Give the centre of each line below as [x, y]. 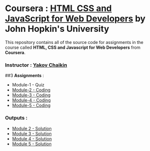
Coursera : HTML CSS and [59, 8]
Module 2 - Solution [32, 128]
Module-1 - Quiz [28, 85]
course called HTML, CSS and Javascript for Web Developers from [73, 47]
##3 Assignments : [25, 76]
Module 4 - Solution [32, 138]
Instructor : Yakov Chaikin [36, 65]
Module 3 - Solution [32, 134]
